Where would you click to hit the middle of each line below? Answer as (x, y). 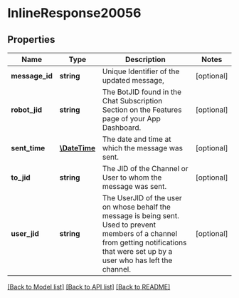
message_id (32, 76)
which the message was (143, 148)
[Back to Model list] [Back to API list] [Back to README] (89, 287)
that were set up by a (137, 251)
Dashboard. (122, 128)
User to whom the (132, 178)
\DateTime (78, 148)
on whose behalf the (136, 207)
